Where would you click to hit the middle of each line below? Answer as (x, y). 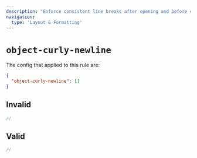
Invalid (18, 105)
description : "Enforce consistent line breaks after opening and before (97, 11)
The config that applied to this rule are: (53, 65)
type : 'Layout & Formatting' (47, 22)
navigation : (21, 17)
